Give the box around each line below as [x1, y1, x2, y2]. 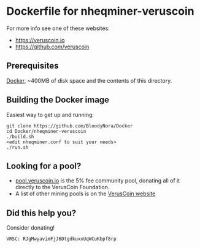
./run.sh [6, 144, 29, 151]
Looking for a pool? [6, 160, 82, 171]
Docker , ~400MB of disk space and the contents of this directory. [6, 77, 172, 84]
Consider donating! [6, 224, 55, 231]
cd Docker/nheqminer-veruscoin [6, 128, 87, 134]
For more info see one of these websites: [6, 24, 110, 32]
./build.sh [6, 133, 34, 140]
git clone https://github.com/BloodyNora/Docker [6, 122, 133, 129]
